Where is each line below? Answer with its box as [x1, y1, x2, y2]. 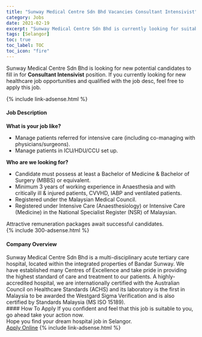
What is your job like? [6, 122, 61, 129]
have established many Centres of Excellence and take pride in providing [6, 267, 187, 274]
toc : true [6, 37, 31, 43]
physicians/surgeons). [14, 140, 70, 147]
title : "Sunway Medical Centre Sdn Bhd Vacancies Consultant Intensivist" [6, 8, 198, 15]
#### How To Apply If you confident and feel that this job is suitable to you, [6, 305, 194, 312]
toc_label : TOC [6, 43, 44, 49]
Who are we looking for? [6, 158, 69, 165]
